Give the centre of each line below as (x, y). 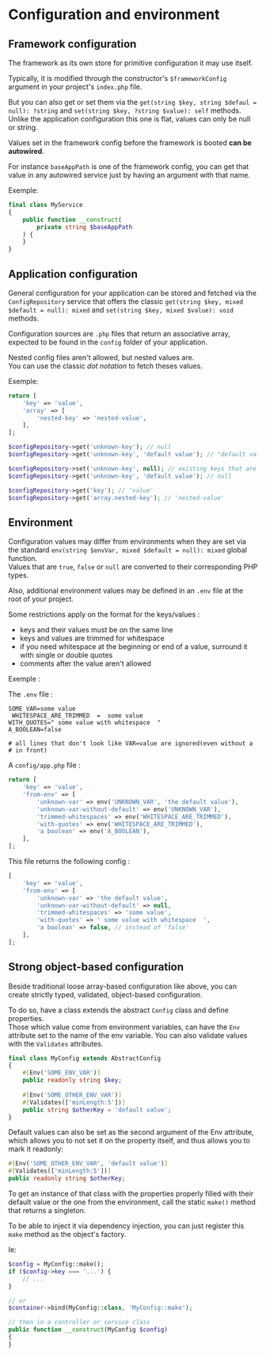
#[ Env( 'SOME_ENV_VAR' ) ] (62, 1073)
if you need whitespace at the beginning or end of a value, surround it (133, 647)
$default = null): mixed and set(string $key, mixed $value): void (121, 309)
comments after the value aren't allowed (85, 663)
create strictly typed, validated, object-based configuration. (106, 994)
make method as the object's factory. (67, 1235)
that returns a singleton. (47, 1211)
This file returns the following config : (69, 861)
